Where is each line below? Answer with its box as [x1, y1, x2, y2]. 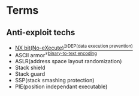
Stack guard [14, 70, 46, 78]
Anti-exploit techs [6, 27, 75, 38]
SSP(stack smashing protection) [14, 77, 95, 84]
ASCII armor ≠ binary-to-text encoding [14, 50, 97, 58]
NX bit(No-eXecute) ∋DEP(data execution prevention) [14, 43, 133, 51]
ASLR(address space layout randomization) [14, 58, 122, 65]
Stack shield [14, 64, 46, 72]
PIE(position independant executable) [14, 83, 108, 90]
